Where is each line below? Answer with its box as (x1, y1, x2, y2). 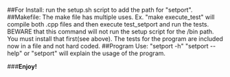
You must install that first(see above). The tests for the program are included (7, 35, 223, 43)
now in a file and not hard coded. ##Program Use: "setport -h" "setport (7, 42, 209, 50)
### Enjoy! (7, 63, 38, 70)
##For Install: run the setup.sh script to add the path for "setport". (7, 6, 193, 14)
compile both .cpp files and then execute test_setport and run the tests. (7, 20, 209, 28)
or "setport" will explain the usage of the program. (23, 49, 166, 57)
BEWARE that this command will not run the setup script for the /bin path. (7, 27, 214, 35)
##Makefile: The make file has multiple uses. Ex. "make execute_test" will (7, 13, 215, 21)
